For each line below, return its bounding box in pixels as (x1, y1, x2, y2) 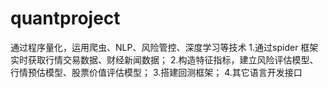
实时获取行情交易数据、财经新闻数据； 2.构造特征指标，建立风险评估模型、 (10, 53, 319, 66)
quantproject (10, 7, 121, 30)
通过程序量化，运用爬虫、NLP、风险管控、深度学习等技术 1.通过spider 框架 (10, 41, 319, 53)
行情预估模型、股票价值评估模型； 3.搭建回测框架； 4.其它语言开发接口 (10, 66, 303, 78)
